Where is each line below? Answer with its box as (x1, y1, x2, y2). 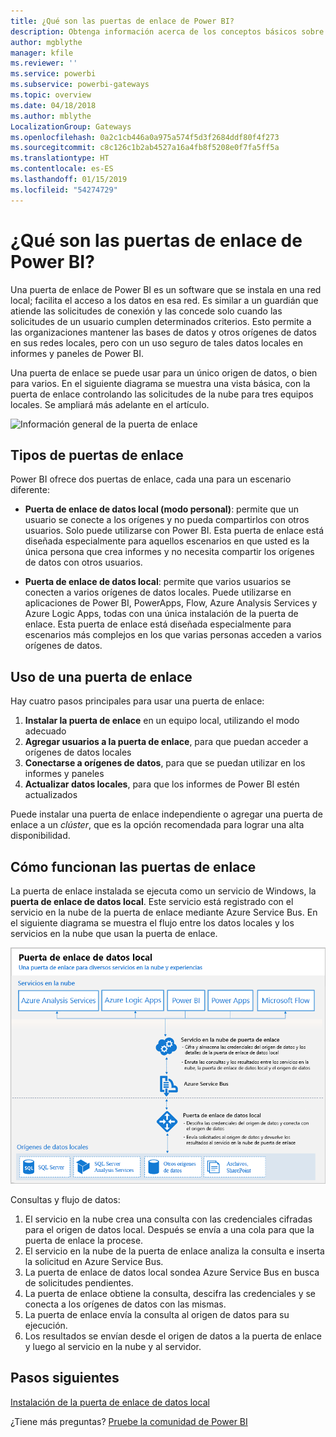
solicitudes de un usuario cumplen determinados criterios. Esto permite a (10, 315, 312, 327)
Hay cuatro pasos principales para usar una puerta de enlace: (10, 695, 265, 707)
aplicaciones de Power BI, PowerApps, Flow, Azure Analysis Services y (24, 597, 318, 609)
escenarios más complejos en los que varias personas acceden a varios (24, 629, 322, 641)
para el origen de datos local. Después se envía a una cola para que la (24, 1224, 315, 1235)
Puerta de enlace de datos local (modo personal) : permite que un (24, 503, 300, 515)
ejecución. (24, 1320, 68, 1331)
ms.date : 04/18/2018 (10, 100, 97, 110)
